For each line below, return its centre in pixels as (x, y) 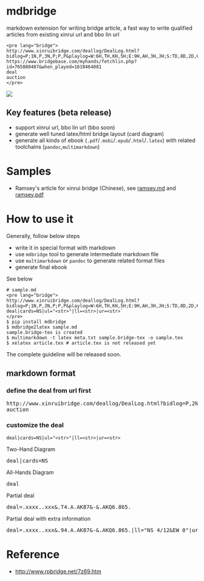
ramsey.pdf (29, 194)
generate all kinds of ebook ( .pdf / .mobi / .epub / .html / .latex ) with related (105, 140)
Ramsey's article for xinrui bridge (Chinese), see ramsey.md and (95, 188)
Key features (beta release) (59, 113)
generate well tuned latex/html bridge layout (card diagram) (90, 134)
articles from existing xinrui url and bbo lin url (63, 34)
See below (19, 279)
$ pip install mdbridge (36, 322)
